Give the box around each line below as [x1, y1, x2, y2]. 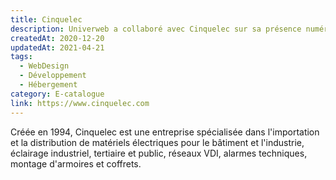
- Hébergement [19, 80, 78, 90]
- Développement [19, 71, 87, 81]
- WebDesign [19, 61, 70, 71]
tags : [10, 52, 33, 62]
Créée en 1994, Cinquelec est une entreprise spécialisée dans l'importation [10, 126, 320, 138]
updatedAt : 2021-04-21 [10, 42, 105, 53]
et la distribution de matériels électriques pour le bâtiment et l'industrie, [10, 136, 305, 148]
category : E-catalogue [10, 89, 105, 99]
